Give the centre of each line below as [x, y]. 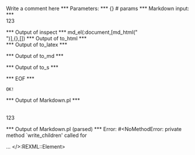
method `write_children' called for [47, 135]
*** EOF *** [20, 79]
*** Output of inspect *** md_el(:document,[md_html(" [72, 32]
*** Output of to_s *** [32, 67]
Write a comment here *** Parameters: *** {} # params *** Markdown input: [98, 8]
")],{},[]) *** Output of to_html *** [46, 38]
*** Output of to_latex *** [37, 44]
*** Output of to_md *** [35, 56]
